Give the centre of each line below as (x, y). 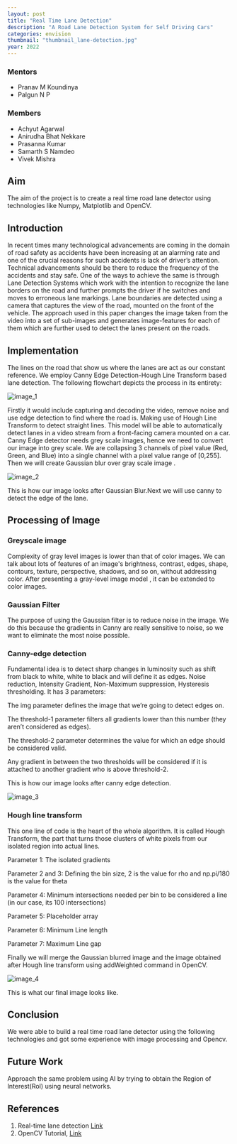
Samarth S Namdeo (46, 151)
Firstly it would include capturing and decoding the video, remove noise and (118, 410)
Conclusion (33, 1015)
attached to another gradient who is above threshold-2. (88, 769)
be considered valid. (37, 748)
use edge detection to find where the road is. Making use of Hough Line (112, 418)
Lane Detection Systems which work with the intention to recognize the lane (118, 283)
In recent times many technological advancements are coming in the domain (118, 245)
